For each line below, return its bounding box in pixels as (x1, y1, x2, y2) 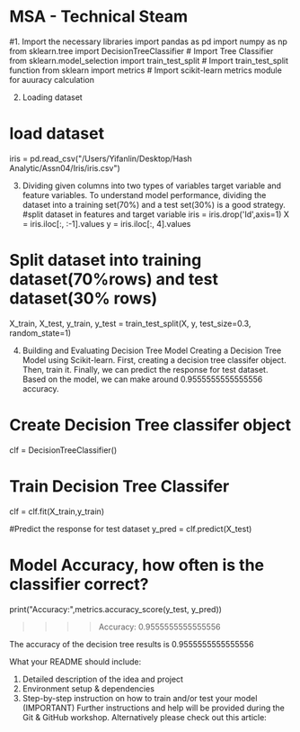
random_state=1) (9, 327, 72, 339)
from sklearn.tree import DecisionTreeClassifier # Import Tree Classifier (9, 45, 274, 56)
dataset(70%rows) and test (9, 269, 218, 290)
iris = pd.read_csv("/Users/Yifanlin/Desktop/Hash (9, 153, 193, 164)
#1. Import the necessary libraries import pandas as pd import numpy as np (9, 36, 287, 47)
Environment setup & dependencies (22, 682, 155, 694)
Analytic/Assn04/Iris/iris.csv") (9, 162, 121, 173)
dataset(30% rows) (9, 288, 158, 309)
